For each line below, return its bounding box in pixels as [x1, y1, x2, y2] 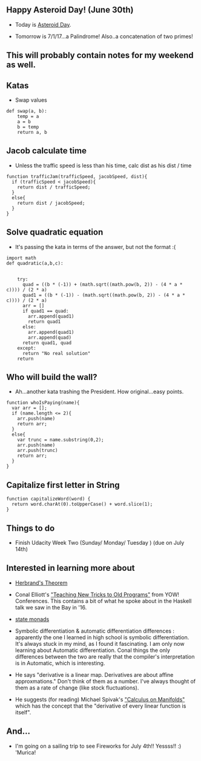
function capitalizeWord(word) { [6, 496, 91, 502]
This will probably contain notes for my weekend [6, 50, 194, 61]
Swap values [15, 96, 47, 104]
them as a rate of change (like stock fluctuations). [15, 684, 139, 691]
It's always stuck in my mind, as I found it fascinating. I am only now [15, 640, 185, 647]
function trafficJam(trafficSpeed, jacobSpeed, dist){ [6, 173, 148, 179]
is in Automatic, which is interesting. [15, 659, 105, 666]
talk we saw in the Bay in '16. [15, 603, 87, 611]
